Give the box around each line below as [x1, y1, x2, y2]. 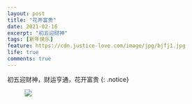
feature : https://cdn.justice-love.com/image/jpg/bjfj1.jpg [7, 42, 186, 49]
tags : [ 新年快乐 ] [7, 36, 54, 43]
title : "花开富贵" [7, 17, 57, 24]
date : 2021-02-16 [7, 23, 58, 30]
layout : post [7, 10, 45, 17]
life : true [7, 49, 39, 56]
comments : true [7, 55, 52, 62]
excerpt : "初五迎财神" [7, 29, 68, 37]
